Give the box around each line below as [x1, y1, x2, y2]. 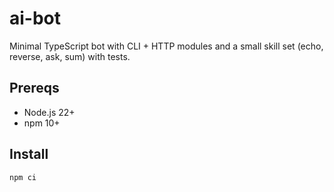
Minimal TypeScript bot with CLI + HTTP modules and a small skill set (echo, [9, 40, 324, 52]
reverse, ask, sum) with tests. [9, 50, 131, 62]
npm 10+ [23, 117, 61, 129]
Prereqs [9, 80, 60, 97]
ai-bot [9, 7, 62, 30]
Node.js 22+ [23, 106, 76, 118]
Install [9, 146, 49, 163]
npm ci [9, 172, 37, 182]
